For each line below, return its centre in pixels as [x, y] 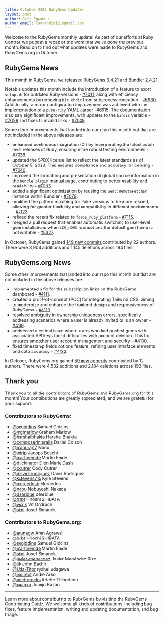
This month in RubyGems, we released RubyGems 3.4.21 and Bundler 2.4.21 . [82, 80]
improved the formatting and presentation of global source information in [85, 176]
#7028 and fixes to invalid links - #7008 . [46, 121]
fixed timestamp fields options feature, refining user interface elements [83, 346]
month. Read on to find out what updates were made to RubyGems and [76, 47]
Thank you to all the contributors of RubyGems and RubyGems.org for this [80, 393]
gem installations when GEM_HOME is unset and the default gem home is [82, 228]
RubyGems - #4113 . [32, 310]
